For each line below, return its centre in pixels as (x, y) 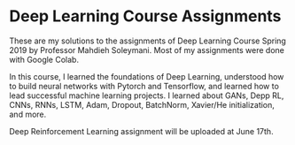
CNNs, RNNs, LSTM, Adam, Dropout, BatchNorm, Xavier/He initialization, (142, 104)
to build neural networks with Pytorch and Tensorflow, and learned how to (144, 86)
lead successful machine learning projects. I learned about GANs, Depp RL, (147, 95)
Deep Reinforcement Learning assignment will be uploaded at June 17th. (141, 131)
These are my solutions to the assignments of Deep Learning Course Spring (147, 41)
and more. (28, 114)
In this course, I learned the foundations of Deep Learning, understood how (147, 76)
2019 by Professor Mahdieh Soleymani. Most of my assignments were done (147, 50)
